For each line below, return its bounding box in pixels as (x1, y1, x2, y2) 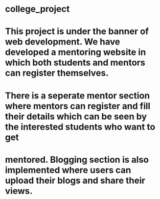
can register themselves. (5, 68, 109, 79)
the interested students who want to (5, 121, 156, 132)
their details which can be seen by (5, 111, 147, 122)
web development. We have (5, 36, 120, 48)
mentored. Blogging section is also (5, 154, 149, 165)
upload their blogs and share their (5, 175, 145, 186)
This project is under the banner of (5, 26, 149, 37)
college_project (5, 3, 70, 15)
